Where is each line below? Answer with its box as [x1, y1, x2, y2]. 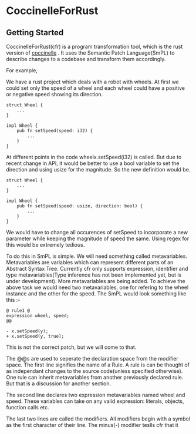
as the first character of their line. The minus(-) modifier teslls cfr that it [6, 422, 179, 428]
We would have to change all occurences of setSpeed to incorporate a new [6, 229, 188, 235]
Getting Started [6, 28, 64, 38]
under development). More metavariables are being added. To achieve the [6, 278, 186, 284]
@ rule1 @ [6, 308, 31, 314]
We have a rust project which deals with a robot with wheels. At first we [6, 78, 179, 85]
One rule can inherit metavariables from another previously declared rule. [6, 374, 184, 381]
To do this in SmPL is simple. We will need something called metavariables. [6, 253, 188, 260]
